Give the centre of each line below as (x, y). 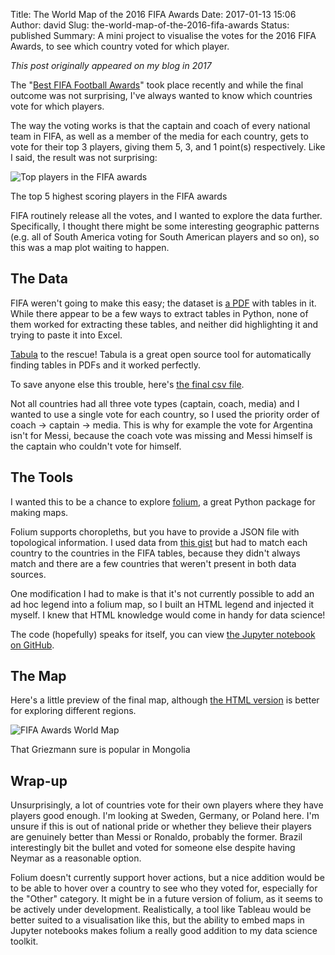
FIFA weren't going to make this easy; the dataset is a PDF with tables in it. (163, 303)
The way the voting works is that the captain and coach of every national (160, 125)
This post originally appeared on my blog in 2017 (111, 65)
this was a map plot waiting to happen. (90, 247)
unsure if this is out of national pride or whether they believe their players (161, 826)
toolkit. (24, 941)
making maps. (39, 512)
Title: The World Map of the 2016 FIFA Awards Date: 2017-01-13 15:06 (153, 14)
